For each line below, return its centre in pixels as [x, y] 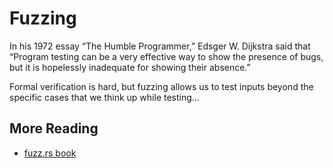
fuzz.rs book [50, 153]
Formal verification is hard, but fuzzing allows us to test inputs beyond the [161, 86]
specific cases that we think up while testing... [104, 97]
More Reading [54, 128]
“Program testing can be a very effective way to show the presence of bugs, [166, 56]
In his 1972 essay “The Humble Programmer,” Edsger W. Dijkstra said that [160, 46]
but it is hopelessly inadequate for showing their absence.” [130, 67]
